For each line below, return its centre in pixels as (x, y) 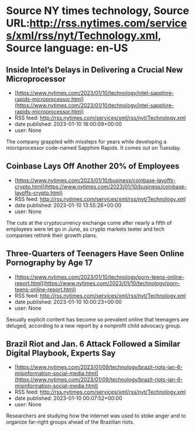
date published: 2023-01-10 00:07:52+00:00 (68, 398)
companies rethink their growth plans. (52, 235)
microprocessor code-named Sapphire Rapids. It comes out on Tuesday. (94, 148)
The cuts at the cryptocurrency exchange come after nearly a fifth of (89, 223)
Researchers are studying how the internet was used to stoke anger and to (96, 416)
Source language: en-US (67, 48)
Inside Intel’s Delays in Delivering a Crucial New (95, 69)
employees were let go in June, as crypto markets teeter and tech (85, 229)
